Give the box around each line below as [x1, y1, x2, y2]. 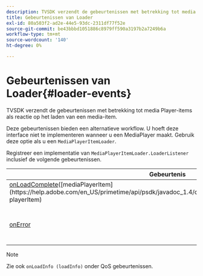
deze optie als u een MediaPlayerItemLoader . [6, 137, 117, 145]
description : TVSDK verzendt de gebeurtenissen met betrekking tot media [6, 8, 196, 15]
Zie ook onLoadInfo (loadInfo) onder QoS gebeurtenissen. [6, 262, 153, 269]
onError [9, 220, 31, 228]
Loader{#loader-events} [6, 87, 132, 100]
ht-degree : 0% [6, 43, 42, 49]
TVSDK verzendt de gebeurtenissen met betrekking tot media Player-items [6, 106, 192, 114]
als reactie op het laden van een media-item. [6, 113, 118, 120]
